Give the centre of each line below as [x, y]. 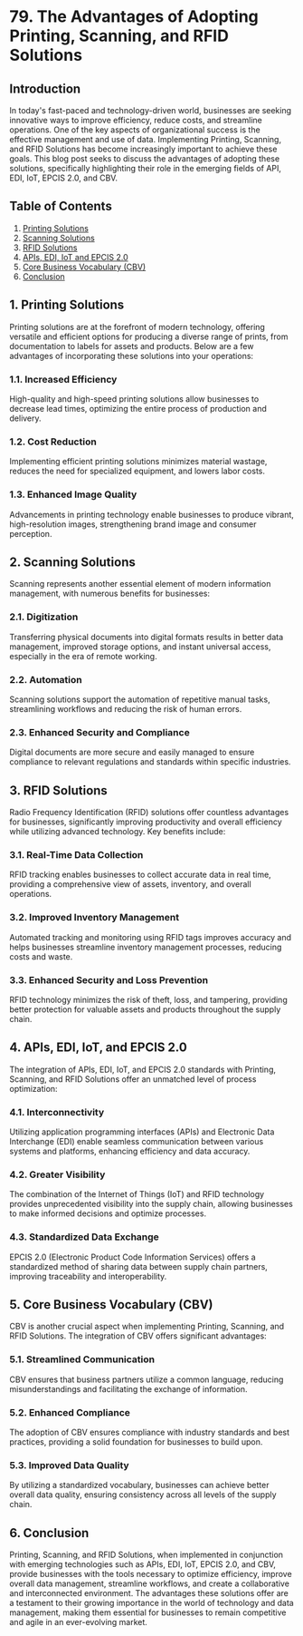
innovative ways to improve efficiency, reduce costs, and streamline [136, 120]
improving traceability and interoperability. [88, 1276]
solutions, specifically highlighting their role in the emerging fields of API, [146, 168]
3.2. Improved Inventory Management [94, 918]
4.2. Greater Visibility [57, 1174]
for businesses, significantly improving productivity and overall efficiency [146, 822]
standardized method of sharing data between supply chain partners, [139, 1266]
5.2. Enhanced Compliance [70, 1412]
